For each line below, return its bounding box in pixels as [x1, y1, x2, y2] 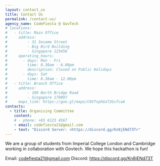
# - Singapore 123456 [5, 49, 68, 54]
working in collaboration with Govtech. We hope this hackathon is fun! [5, 146, 149, 152]
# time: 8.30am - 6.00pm [5, 62, 74, 67]
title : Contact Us [5, 12, 43, 17]
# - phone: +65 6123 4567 [14, 117, 68, 123]
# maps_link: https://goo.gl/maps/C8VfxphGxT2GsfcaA [5, 100, 125, 105]
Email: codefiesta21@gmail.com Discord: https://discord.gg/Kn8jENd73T [5, 156, 154, 162]
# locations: [5, 26, 32, 31]
